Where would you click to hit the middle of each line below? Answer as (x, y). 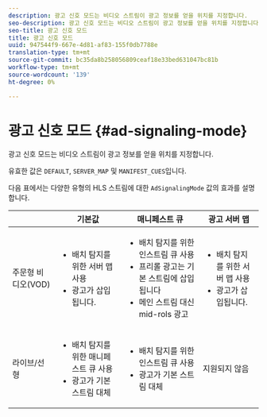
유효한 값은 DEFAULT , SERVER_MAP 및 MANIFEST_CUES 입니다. (97, 171)
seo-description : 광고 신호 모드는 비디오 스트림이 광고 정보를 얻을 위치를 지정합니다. (135, 23)
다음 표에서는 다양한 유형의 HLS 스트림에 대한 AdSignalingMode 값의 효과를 (124, 188)
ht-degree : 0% (32, 82)
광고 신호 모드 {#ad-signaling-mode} (128, 131)
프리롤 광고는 (162, 267)
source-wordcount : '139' (49, 75)
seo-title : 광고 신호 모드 (48, 30)
